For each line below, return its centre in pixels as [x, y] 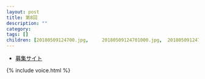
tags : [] [17, 35]
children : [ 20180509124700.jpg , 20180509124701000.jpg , [85, 40]
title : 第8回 [22, 18]
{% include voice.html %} [38, 70]
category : [19, 29]
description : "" [27, 23]
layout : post [23, 12]
